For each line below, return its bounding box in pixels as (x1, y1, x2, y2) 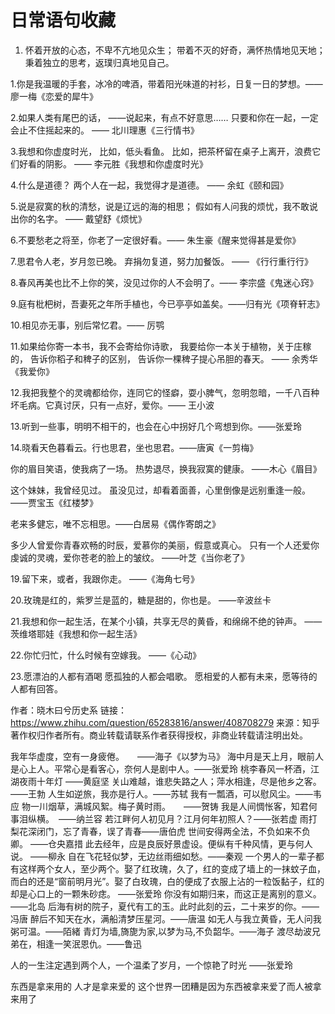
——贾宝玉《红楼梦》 (10, 496, 98, 508)
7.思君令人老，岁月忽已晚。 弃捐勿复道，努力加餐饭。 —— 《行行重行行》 (10, 255, 314, 267)
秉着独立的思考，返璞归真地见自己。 (24, 56, 175, 68)
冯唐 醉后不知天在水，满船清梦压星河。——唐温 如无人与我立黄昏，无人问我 (10, 912, 322, 925)
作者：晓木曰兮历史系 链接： (10, 704, 127, 716)
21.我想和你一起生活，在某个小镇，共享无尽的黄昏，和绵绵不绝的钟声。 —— (10, 615, 323, 627)
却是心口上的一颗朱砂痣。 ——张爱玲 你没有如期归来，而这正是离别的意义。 (10, 887, 322, 900)
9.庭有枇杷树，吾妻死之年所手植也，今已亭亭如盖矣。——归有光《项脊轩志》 (10, 297, 325, 310)
